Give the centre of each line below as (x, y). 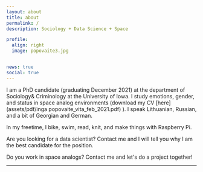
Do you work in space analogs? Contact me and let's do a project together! (100, 157)
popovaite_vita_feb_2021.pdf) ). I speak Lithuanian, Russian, (122, 109)
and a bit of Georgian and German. (49, 115)
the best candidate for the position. (50, 145)
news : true (20, 67)
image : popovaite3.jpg (40, 51)
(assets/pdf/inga (27, 109)
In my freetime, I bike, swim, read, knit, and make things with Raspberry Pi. (99, 127)
